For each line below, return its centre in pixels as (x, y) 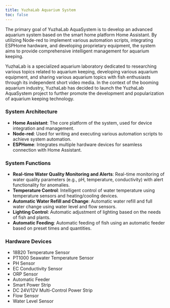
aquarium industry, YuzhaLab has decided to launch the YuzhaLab (75, 88)
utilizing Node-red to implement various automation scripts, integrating (79, 40)
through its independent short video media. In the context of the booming (82, 82)
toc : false (17, 15)
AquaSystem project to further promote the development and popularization (85, 93)
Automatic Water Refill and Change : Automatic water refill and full (82, 201)
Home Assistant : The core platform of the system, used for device (82, 123)
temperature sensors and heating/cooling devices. (65, 196)
